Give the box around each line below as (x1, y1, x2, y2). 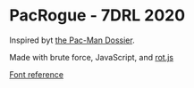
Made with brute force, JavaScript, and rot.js (9, 52, 174, 62)
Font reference (9, 68, 64, 80)
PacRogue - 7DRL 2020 (9, 5, 186, 26)
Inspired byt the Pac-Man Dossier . (9, 35, 136, 45)
